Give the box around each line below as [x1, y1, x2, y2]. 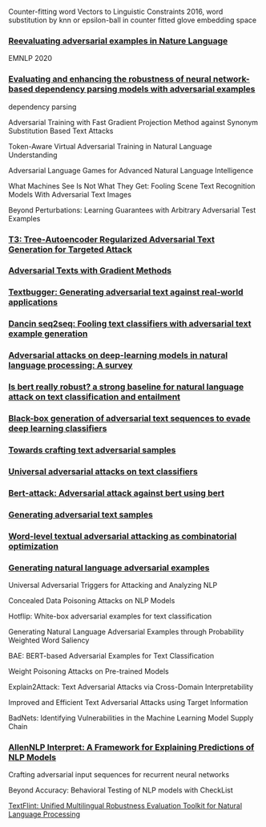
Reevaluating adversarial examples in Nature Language [8, 35, 228, 47]
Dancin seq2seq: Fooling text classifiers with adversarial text [8, 318, 252, 330]
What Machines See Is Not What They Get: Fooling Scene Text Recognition [8, 180, 256, 191]
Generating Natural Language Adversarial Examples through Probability [8, 626, 244, 636]
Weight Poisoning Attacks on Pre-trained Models [8, 666, 170, 676]
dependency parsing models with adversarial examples [34, 83, 256, 95]
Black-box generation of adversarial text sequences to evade [8, 413, 251, 424]
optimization [8, 541, 58, 552]
